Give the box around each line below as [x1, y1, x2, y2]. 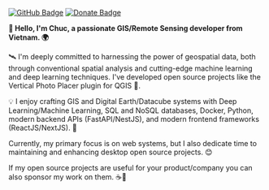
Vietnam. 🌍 [8, 32, 50, 42]
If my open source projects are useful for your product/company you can [8, 163, 254, 172]
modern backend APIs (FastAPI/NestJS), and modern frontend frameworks [8, 114, 260, 123]
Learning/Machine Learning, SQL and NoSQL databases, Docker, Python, [8, 106, 254, 115]
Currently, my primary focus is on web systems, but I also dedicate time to [8, 139, 258, 148]
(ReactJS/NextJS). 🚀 [8, 123, 77, 132]
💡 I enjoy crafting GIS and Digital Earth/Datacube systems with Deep [8, 97, 237, 106]
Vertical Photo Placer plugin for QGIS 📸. [8, 81, 141, 90]
